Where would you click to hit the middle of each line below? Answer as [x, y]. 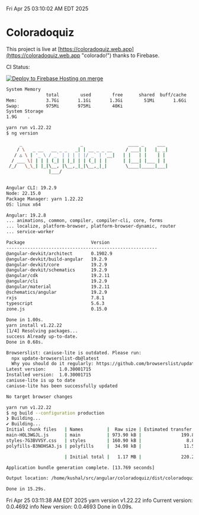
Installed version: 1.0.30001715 [49, 375]
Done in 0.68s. [25, 342]
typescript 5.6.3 [55, 303]
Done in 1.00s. [25, 320]
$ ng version [22, 133]
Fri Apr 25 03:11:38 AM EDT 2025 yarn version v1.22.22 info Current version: [99, 500]
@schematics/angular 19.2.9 [57, 292]
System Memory [24, 89]
